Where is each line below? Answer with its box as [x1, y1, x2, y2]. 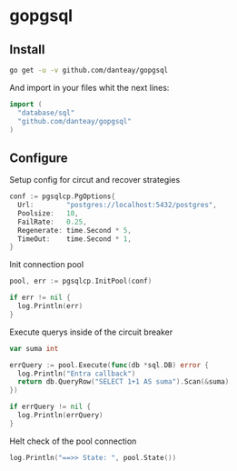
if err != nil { [9, 293, 71, 303]
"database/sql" [17, 108, 75, 117]
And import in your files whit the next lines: [9, 82, 170, 93]
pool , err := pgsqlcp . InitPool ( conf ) [9, 276, 153, 286]
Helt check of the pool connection [9, 436, 137, 446]
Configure [9, 150, 68, 165]
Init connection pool [9, 259, 84, 270]
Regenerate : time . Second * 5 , [17, 225, 132, 235]
